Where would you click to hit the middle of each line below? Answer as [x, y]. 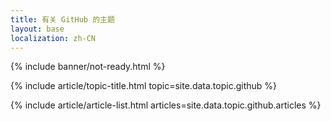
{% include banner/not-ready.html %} [88, 67]
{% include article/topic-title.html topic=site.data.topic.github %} [144, 86]
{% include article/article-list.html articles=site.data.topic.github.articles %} [166, 105]
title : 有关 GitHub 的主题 [62, 19]
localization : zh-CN [53, 38]
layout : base [37, 29]
